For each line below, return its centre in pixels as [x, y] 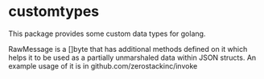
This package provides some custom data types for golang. [107, 34]
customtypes [54, 12]
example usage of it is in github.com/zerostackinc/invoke [103, 65]
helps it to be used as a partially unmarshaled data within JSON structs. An [132, 57]
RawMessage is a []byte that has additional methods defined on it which [128, 49]
